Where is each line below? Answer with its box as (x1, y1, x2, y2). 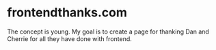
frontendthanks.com (7, 5, 128, 21)
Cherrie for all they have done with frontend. (7, 34, 132, 42)
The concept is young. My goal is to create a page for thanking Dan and (7, 27, 210, 36)
